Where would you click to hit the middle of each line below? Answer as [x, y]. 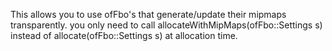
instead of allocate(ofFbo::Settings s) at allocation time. [124, 35]
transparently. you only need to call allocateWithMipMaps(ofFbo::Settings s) [166, 25]
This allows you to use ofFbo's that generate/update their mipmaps [148, 14]
